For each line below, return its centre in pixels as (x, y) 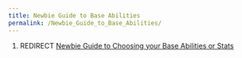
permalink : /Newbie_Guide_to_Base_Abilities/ (85, 23)
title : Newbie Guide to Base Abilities (74, 15)
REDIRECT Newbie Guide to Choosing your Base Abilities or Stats (127, 45)
